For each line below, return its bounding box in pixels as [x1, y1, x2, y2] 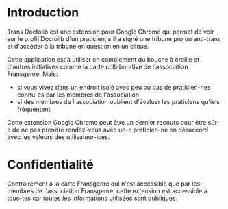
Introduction [7, 5, 79, 21]
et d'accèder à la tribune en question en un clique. [7, 42, 149, 50]
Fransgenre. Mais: [7, 70, 58, 78]
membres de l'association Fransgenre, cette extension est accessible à [7, 186, 207, 195]
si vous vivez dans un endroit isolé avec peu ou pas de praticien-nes [16, 83, 211, 91]
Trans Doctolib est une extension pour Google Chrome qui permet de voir [7, 27, 214, 36]
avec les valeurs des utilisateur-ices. [7, 132, 110, 141]
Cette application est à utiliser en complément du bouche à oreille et [7, 55, 200, 63]
